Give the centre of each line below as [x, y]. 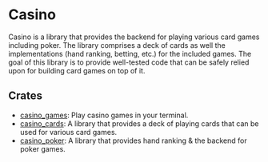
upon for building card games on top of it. [77, 70]
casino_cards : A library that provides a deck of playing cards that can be [139, 123]
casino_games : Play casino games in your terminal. [104, 115]
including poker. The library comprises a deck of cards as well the [117, 45]
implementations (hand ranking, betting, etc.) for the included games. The [130, 53]
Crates [25, 96]
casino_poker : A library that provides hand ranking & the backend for [133, 140]
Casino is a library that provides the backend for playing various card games [134, 37]
